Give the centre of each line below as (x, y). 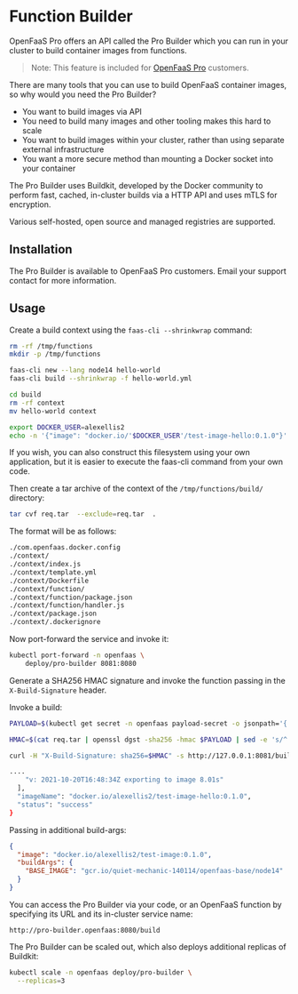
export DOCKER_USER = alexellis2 (67, 427)
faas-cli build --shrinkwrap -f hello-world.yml (101, 379)
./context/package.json (53, 614)
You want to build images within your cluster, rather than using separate (153, 140)
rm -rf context (37, 403)
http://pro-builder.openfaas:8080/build (85, 930)
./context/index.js (45, 565)
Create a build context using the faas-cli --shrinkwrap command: (131, 330)
